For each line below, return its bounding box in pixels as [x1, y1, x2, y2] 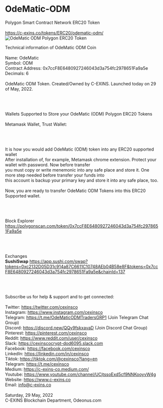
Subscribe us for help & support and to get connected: [5, 293, 114, 299]
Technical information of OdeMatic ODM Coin [5, 44, 96, 50]
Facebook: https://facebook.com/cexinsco [5, 345, 91, 351]
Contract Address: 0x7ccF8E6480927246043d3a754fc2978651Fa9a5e [5, 65, 148, 71]
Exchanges [5, 253, 28, 259]
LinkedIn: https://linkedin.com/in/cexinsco [5, 350, 89, 356]
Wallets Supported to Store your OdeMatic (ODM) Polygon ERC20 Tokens [5, 111, 152, 117]
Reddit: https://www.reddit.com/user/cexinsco [5, 335, 98, 341]
